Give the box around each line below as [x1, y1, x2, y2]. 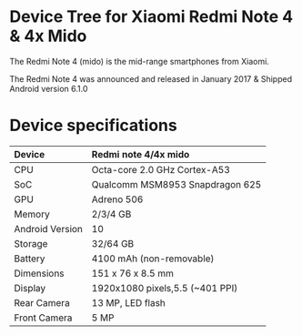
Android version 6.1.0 [9, 83, 88, 94]
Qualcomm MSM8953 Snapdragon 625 [91, 178, 262, 190]
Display [14, 281, 46, 294]
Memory [14, 208, 50, 220]
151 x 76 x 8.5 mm [91, 267, 175, 280]
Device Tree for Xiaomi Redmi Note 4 [9, 6, 294, 27]
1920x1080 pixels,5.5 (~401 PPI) [91, 281, 238, 294]
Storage [14, 237, 48, 249]
